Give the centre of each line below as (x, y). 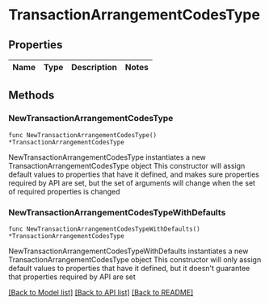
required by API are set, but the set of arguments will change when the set (132, 182)
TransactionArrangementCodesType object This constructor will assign (127, 165)
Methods (32, 96)
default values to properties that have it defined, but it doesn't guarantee (129, 268)
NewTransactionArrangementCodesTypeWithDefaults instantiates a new (128, 251)
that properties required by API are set (72, 277)
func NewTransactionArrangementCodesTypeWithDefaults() (104, 229)
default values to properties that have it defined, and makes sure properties (134, 174)
